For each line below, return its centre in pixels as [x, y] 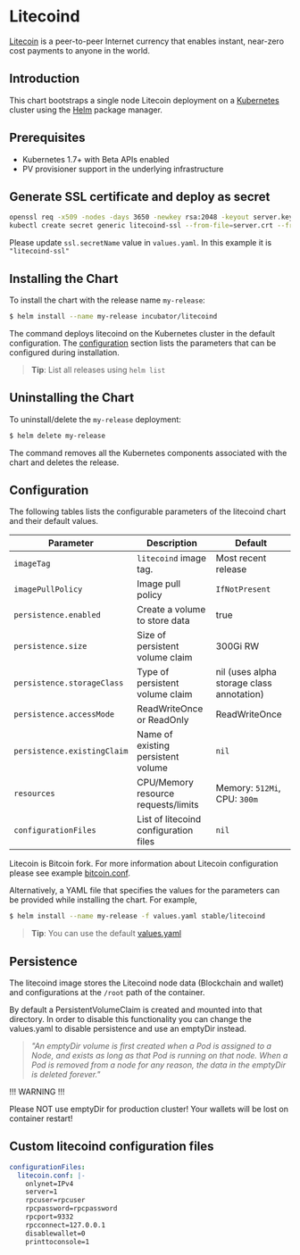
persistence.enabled [57, 615]
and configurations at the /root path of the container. [107, 992]
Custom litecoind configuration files [112, 1147]
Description [172, 544]
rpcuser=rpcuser [56, 1201]
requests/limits [168, 805]
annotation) [240, 694]
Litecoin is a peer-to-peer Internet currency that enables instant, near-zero [146, 41]
